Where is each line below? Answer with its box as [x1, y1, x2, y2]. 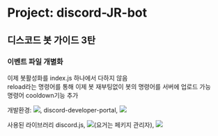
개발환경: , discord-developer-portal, [7, 105, 118, 114]
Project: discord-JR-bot [7, 5, 148, 21]
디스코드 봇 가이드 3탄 [7, 34, 96, 46]
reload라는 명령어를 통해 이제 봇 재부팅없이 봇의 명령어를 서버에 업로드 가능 [7, 82, 211, 91]
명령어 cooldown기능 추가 [7, 91, 79, 99]
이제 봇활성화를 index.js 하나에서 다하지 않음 [7, 74, 128, 82]
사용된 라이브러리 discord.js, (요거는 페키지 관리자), [7, 120, 155, 129]
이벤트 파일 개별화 [7, 57, 64, 67]
